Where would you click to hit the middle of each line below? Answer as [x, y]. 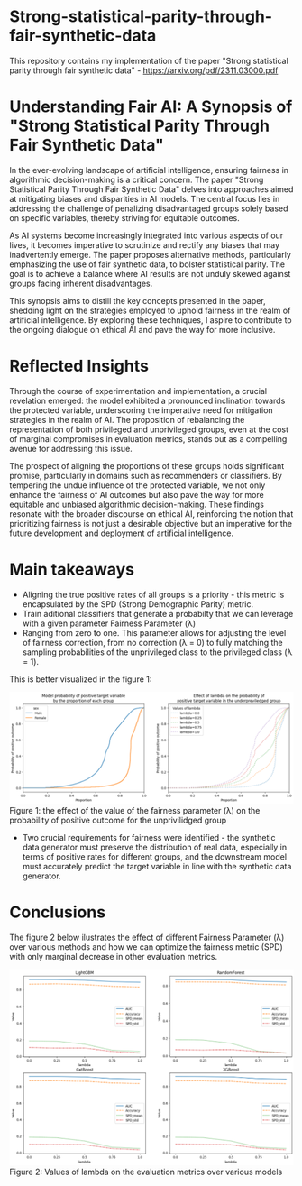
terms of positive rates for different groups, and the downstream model [154, 856]
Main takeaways [72, 569]
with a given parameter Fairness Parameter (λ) [109, 623]
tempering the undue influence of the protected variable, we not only [137, 485]
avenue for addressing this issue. [71, 448]
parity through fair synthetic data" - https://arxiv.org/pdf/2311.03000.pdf [144, 70]
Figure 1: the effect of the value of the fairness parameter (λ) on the [135, 810]
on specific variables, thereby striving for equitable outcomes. [125, 217]
